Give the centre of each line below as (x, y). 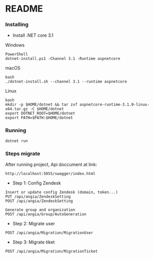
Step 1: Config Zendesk (37, 183)
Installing (17, 25)
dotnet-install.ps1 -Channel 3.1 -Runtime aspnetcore (63, 59)
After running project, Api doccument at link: (51, 164)
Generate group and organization (40, 210)
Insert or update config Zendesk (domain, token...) (62, 192)
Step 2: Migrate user (34, 224)
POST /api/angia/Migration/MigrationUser (49, 233)
